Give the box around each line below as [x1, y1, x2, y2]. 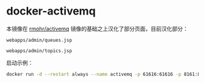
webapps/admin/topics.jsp [6, 47, 72, 54]
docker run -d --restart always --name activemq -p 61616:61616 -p [6, 71, 182, 77]
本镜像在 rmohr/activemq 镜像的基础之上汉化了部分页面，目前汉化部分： [6, 25, 189, 32]
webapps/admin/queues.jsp [6, 37, 72, 43]
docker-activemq [6, 4, 96, 18]
